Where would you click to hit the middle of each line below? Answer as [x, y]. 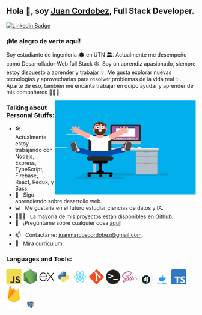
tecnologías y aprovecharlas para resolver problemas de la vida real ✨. [94, 79]
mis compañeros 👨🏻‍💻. [34, 92]
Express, [26, 163]
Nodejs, [25, 156]
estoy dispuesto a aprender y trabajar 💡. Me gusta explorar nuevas [89, 72]
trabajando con [34, 150]
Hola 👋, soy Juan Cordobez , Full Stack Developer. [100, 11]
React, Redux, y [34, 182]
